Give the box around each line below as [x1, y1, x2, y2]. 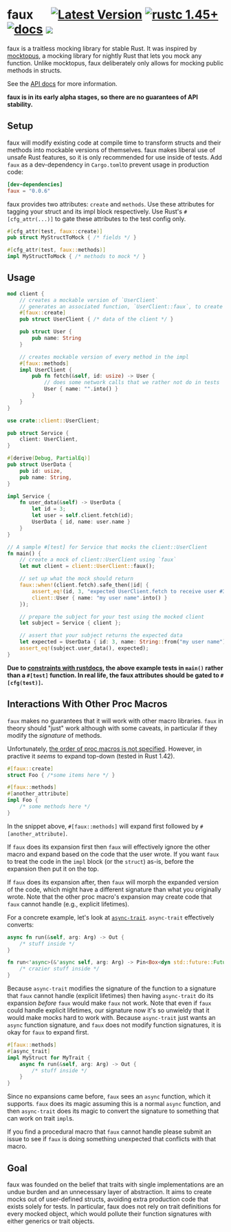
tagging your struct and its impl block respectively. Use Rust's [7, 207, 183, 215]
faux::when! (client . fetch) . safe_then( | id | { [19, 582, 149, 588]
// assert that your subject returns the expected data [19, 632, 184, 639]
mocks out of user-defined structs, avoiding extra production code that [7, 1195, 208, 1203]
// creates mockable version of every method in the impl [19, 353, 189, 361]
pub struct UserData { [7, 461, 72, 468]
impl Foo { [7, 797, 38, 804]
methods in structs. [7, 66, 62, 74]
